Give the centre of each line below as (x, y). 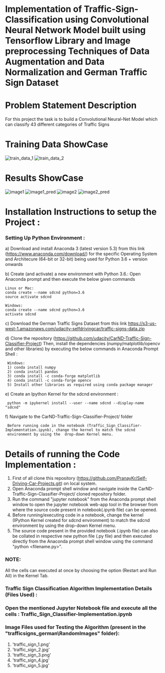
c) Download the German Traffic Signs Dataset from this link (66, 323)
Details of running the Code (63, 454)
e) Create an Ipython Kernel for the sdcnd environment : (62, 394)
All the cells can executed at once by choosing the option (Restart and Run (81, 570)
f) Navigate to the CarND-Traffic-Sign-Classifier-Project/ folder (69, 416)
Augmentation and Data (55, 62)
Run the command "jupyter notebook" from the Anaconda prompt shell (84, 499)
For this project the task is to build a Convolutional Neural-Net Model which (81, 119)
